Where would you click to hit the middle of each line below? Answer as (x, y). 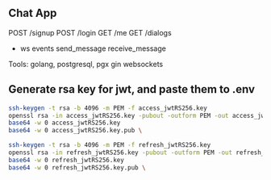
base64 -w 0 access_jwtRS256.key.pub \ (75, 131)
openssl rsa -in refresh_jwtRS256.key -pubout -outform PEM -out (120, 153)
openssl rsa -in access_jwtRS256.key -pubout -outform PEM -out (119, 115)
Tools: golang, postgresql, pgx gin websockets (86, 64)
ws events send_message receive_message (93, 48)
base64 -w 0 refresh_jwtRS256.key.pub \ (77, 167)
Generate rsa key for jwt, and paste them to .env (132, 89)
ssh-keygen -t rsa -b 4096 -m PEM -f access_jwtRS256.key (108, 108)
